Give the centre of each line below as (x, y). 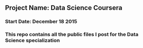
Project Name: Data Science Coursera (64, 8)
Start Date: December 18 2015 (41, 22)
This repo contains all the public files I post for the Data (72, 35)
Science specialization (32, 40)
